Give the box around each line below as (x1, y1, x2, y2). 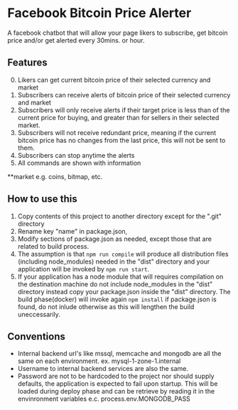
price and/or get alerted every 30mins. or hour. (7, 36, 145, 44)
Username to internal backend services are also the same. (17, 365, 189, 373)
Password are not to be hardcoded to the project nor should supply (17, 372, 215, 381)
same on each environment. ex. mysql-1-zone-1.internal (17, 357, 181, 365)
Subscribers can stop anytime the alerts (17, 151, 135, 159)
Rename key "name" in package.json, (17, 227, 128, 235)
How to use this (7, 193, 78, 205)
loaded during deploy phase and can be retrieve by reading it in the (17, 387, 215, 396)
